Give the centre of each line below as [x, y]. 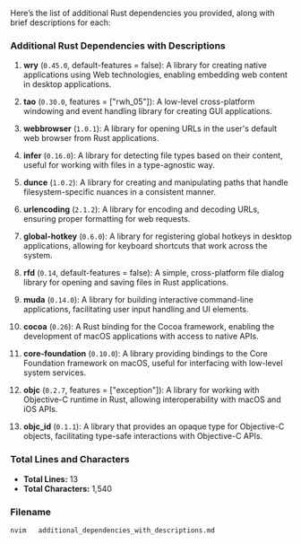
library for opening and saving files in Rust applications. [126, 283]
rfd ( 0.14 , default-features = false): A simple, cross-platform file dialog [154, 273]
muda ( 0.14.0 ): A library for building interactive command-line [138, 300]
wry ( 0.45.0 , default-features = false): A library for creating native [145, 66]
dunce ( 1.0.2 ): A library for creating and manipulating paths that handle [156, 182]
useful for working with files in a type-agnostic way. [119, 165]
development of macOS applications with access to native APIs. [141, 337]
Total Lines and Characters [70, 460]
